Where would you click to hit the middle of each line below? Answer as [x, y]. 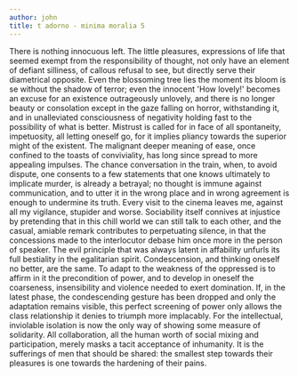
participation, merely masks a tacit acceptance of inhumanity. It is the [137, 344]
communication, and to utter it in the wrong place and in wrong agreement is [149, 193]
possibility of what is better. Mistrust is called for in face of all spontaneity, [145, 126]
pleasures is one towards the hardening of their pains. [108, 363]
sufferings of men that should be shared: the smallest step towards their [141, 353]
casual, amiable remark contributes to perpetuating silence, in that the [138, 230]
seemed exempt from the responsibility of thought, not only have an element [149, 60]
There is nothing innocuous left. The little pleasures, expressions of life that [147, 51]
